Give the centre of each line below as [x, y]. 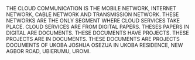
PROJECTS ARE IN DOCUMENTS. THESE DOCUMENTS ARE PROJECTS [93, 39]
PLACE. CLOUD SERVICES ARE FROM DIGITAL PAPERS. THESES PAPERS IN [97, 27]
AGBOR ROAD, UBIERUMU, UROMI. [49, 51]
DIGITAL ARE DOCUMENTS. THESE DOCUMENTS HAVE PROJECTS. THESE [97, 33]
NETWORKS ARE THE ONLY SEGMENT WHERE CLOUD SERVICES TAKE [93, 20]
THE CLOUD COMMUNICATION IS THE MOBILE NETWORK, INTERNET [91, 8]
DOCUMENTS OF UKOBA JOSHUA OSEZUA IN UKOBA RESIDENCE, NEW [95, 45]
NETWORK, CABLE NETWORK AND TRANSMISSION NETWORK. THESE [93, 14]
